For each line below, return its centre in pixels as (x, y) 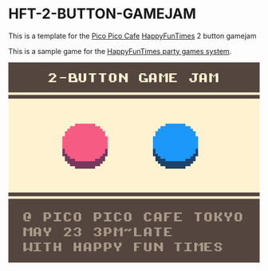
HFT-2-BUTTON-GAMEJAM (102, 14)
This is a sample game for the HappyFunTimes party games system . (120, 51)
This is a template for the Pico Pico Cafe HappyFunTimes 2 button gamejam (132, 36)
